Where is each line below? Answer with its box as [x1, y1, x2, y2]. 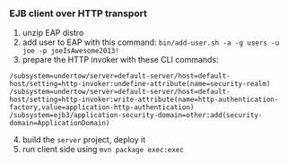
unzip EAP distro [22, 28, 84, 39]
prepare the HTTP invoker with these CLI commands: [22, 55, 219, 65]
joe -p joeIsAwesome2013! [22, 47, 119, 56]
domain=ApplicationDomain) [9, 119, 110, 128]
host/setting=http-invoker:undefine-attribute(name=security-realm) [9, 80, 271, 89]
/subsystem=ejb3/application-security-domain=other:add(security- [9, 111, 263, 120]
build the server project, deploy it [22, 134, 146, 145]
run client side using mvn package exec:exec [22, 144, 184, 155]
